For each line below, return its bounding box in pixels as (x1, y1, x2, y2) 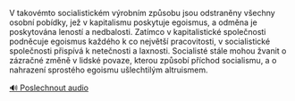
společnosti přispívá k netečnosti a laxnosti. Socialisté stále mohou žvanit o (9, 46, 287, 56)
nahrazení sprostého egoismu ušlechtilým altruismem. (9, 64, 208, 75)
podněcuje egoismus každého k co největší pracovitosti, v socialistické (9, 36, 271, 46)
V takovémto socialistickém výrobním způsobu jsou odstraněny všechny (9, 8, 275, 18)
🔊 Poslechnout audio (9, 82, 89, 93)
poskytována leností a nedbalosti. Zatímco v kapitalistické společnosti (9, 27, 266, 37)
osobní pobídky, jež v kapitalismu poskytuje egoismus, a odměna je (9, 17, 257, 28)
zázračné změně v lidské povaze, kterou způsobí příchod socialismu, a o (9, 55, 277, 65)
